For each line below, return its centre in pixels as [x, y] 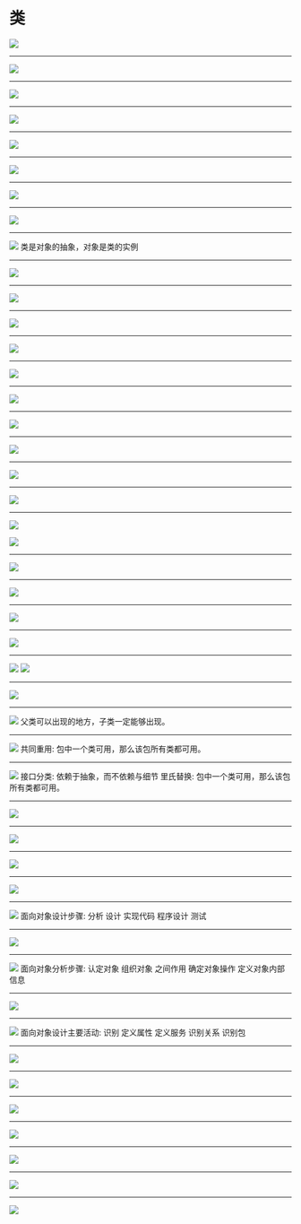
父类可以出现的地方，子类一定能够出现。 [95, 721]
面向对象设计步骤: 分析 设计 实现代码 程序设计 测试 [113, 916]
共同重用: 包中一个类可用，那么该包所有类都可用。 [113, 749]
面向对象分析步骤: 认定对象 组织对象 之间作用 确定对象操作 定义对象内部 [152, 968]
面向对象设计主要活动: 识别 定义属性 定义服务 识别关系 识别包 [133, 1032]
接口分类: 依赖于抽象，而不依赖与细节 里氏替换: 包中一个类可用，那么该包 [155, 776]
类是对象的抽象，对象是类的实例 [79, 247]
